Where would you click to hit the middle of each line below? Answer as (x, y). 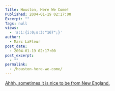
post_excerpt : (20, 55)
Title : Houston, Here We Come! (37, 10)
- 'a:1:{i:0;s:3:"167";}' (36, 32)
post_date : (16, 46)
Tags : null (16, 23)
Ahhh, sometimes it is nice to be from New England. (57, 83)
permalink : (16, 64)
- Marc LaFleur (25, 42)
